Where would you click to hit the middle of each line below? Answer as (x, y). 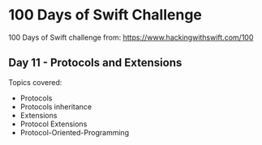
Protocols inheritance (56, 106)
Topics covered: (35, 82)
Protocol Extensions (54, 124)
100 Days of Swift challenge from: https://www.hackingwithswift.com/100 (131, 37)
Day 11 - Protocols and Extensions (95, 63)
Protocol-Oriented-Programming (75, 132)
